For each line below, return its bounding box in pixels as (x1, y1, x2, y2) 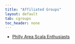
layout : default (5, 12, 38, 16)
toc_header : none (5, 20, 40, 26)
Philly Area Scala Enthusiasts (12, 34, 70, 40)
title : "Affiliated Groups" (5, 7, 62, 12)
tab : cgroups (5, 16, 31, 21)
